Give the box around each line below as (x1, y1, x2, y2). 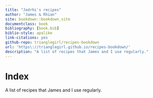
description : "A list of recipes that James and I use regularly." (5, 49, 149, 54)
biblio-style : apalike (5, 30, 52, 35)
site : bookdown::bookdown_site (5, 16, 70, 21)
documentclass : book (5, 21, 48, 26)
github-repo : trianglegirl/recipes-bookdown (5, 40, 99, 45)
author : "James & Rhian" (5, 12, 57, 17)
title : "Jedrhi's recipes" (5, 7, 61, 12)
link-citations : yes (5, 35, 48, 40)
